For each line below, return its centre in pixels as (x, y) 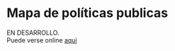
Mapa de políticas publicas (87, 13)
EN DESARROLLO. (33, 33)
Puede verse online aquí (42, 40)
